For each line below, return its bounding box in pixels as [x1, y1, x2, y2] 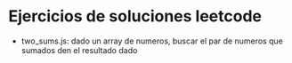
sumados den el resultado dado [20, 44, 138, 55]
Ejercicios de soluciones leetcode [8, 6, 262, 27]
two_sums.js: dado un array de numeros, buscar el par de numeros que [20, 35, 284, 46]
